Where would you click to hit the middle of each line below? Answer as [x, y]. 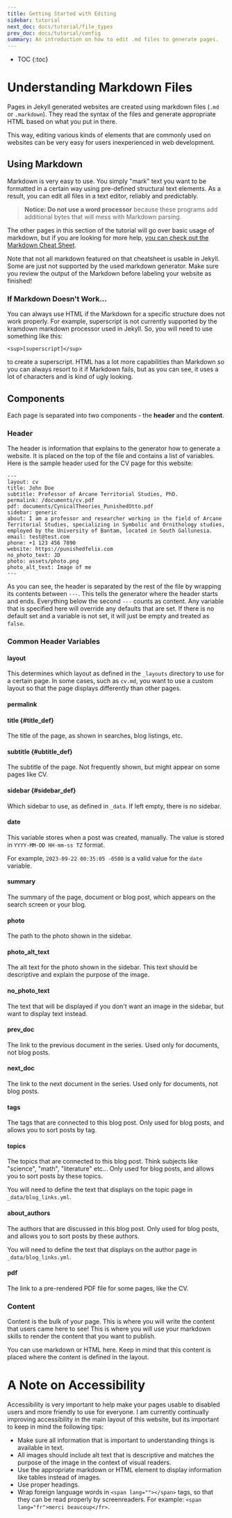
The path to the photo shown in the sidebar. [70, 936]
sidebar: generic [32, 512]
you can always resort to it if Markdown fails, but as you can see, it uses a [113, 369]
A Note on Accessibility [76, 1385]
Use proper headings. [48, 1485]
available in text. [41, 1448]
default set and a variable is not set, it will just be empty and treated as [108, 616]
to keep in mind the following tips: [56, 1427]
